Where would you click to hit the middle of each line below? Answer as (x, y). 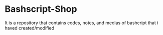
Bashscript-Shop (41, 9)
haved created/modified (30, 28)
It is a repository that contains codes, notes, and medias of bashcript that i (81, 23)
